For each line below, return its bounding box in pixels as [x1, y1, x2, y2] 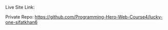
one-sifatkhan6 [5, 19, 38, 25]
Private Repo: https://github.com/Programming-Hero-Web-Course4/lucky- [5, 14, 163, 19]
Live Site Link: [5, 4, 35, 10]
